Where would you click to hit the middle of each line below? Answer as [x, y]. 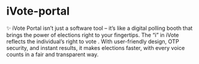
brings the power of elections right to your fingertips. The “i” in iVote [93, 35]
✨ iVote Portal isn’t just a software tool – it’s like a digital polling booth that [99, 28]
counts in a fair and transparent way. [53, 54]
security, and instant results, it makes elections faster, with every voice [96, 48]
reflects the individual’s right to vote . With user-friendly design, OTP [93, 41]
